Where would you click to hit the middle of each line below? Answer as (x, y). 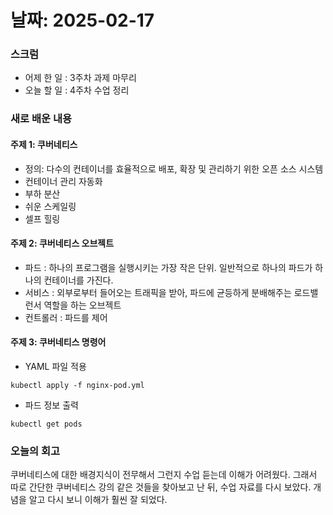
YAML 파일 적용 (55, 367)
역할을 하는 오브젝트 (82, 305)
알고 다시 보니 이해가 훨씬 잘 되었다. (98, 500)
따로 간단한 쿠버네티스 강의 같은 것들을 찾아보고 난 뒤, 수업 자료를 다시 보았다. (161, 487)
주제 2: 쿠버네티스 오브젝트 (62, 243)
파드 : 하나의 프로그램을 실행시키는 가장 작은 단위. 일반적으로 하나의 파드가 (168, 267)
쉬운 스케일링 (50, 206)
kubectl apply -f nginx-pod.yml (77, 386)
